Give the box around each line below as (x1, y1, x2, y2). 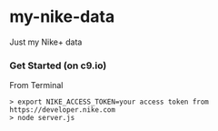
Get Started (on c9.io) (9, 59, 107, 72)
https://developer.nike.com (9, 106, 116, 115)
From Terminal (9, 80, 64, 91)
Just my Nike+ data (9, 36, 83, 47)
